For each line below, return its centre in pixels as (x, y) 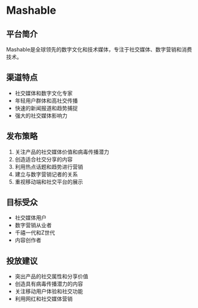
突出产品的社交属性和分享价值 (51, 276)
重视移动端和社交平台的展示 (49, 182)
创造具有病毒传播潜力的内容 (49, 284)
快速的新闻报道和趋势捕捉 (46, 108)
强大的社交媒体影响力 (41, 115)
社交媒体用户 (30, 218)
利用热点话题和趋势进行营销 (49, 167)
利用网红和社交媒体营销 (44, 299)
